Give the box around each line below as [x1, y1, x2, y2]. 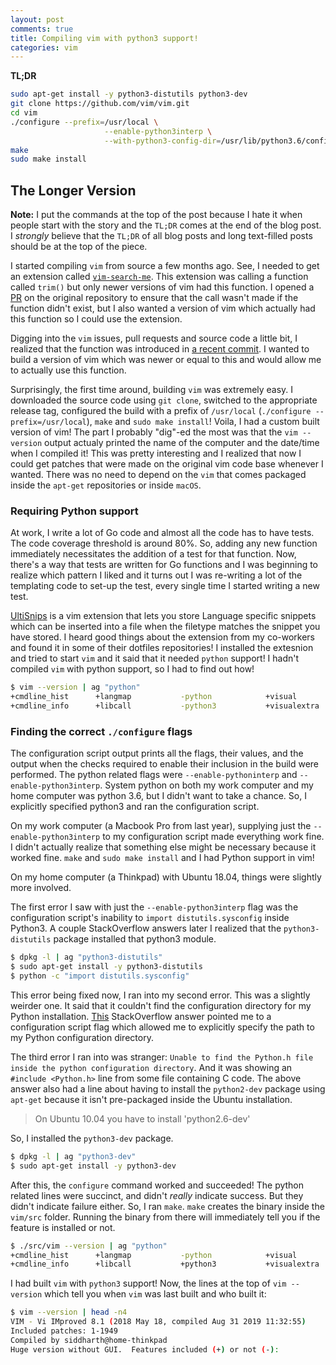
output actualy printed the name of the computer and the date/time [44, 437, 320, 449]
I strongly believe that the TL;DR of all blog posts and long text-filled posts [10, 230, 313, 242]
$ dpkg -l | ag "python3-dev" [10, 1151, 137, 1161]
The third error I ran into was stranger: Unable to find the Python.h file [10, 1051, 314, 1063]
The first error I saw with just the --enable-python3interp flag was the [10, 901, 299, 913]
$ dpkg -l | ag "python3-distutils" [10, 952, 163, 963]
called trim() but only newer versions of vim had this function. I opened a [10, 281, 315, 293]
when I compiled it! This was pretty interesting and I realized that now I [10, 447, 302, 460]
